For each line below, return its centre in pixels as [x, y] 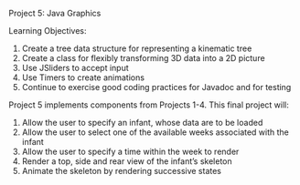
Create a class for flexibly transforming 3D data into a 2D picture [144, 58]
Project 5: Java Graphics [55, 13]
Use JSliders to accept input [75, 68]
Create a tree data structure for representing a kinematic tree [137, 48]
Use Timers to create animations [83, 77]
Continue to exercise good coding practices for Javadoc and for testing [156, 87]
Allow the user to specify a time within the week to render [130, 151]
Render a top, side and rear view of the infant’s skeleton [127, 161]
